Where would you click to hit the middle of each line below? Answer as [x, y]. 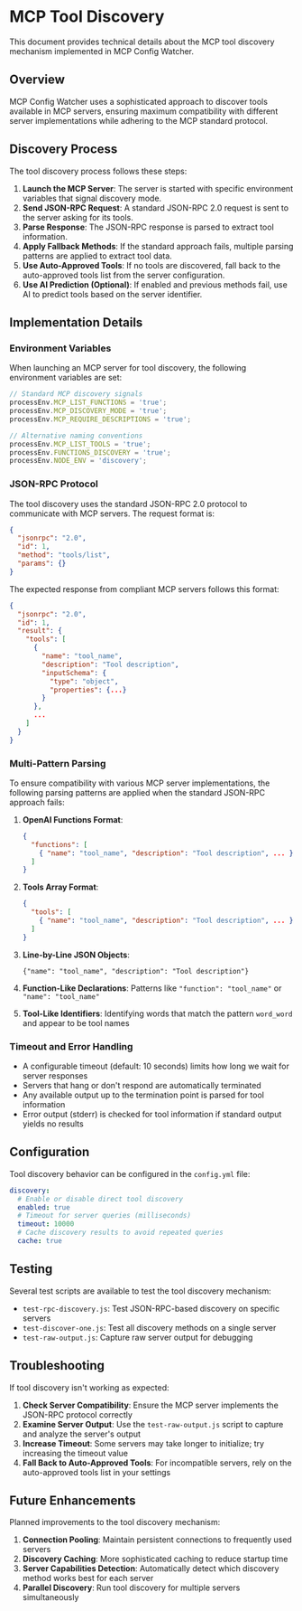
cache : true [40, 1241]
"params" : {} [42, 564]
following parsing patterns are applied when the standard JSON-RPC [137, 792]
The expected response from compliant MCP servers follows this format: [144, 589]
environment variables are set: [66, 378]
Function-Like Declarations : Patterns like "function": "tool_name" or [152, 988]
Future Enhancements [73, 1500]
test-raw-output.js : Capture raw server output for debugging [137, 1337]
